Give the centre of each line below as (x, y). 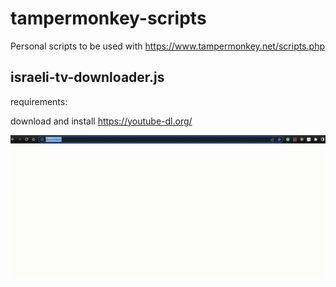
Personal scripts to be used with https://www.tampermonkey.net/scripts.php (167, 46)
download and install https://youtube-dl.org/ (101, 121)
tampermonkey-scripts (108, 18)
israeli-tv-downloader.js (87, 77)
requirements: (39, 101)
